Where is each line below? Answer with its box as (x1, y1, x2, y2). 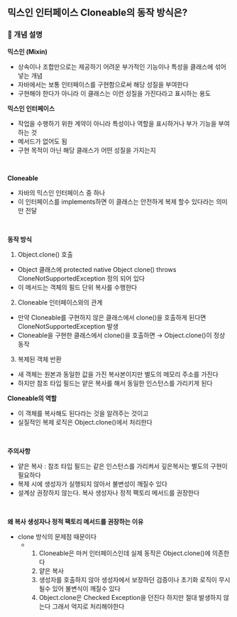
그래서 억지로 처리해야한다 (52, 602, 125, 611)
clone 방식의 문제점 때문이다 (17, 532, 97, 541)
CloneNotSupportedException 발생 (17, 322, 119, 330)
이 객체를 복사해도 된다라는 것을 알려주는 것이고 (17, 409, 149, 417)
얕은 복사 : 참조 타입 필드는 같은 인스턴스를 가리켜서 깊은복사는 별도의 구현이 (17, 462, 228, 470)
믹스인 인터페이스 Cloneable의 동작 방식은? (7, 6, 188, 19)
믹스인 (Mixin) (7, 47, 48, 55)
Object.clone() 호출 (17, 250, 73, 258)
